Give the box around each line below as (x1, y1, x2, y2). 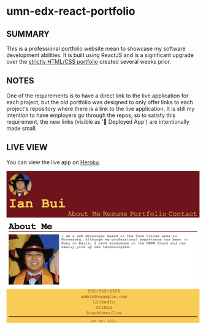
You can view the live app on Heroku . (6, 158, 101, 166)
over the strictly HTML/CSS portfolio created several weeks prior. (6, 58, 172, 65)
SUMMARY (6, 29, 50, 39)
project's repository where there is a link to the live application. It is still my (6, 105, 195, 112)
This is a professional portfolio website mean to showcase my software (6, 45, 186, 52)
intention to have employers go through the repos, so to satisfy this (6, 112, 176, 119)
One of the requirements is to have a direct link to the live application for (6, 92, 189, 99)
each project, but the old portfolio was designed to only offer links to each (6, 98, 193, 105)
